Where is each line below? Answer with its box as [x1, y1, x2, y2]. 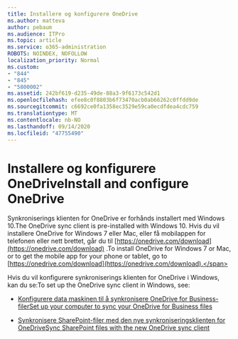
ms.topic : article [7, 37, 62, 44]
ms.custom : [7, 63, 40, 71]
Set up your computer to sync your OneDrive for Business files [29, 302, 213, 311]
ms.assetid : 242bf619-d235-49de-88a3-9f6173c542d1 [7, 90, 161, 97]
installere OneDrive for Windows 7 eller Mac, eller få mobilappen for [7, 229, 206, 238]
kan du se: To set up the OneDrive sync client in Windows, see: [7, 281, 190, 289]
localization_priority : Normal [7, 57, 100, 64]
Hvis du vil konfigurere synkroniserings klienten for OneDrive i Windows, [7, 273, 220, 282]
